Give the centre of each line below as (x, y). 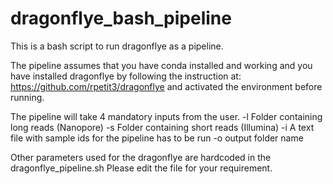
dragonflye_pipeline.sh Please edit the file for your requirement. (141, 168)
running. (27, 97)
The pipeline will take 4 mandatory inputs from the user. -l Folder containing (166, 116)
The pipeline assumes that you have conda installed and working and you (161, 65)
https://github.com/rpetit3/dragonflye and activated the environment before (166, 86)
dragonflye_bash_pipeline (121, 18)
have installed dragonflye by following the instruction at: (126, 76)
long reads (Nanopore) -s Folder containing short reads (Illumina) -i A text (162, 127)
